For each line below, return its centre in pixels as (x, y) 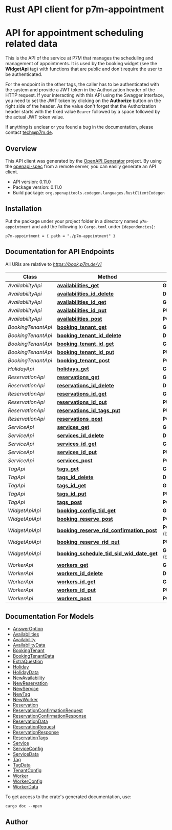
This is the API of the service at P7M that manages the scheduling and (79, 58)
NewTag (21, 694)
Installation (24, 209)
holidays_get (73, 369)
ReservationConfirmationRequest (48, 710)
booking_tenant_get (82, 327)
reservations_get (78, 377)
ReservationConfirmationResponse (49, 716)
